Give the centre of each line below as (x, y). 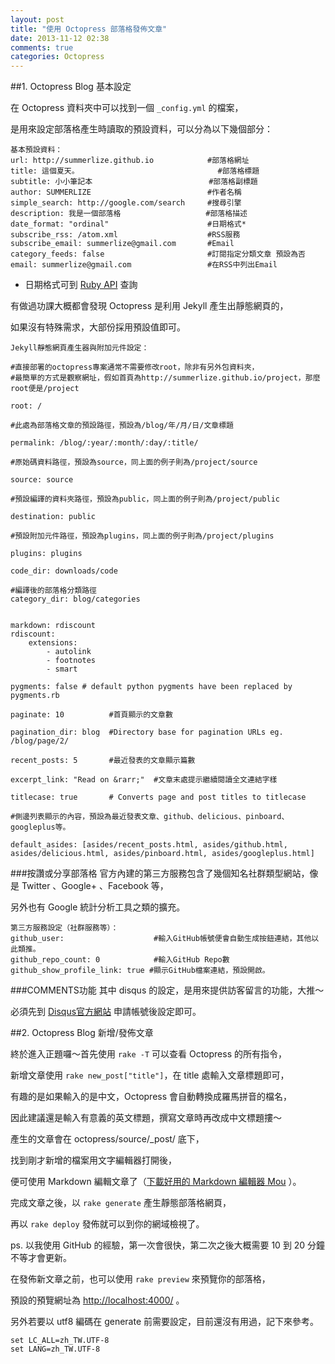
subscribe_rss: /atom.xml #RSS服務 (125, 235)
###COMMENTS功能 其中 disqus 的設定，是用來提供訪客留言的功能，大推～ (167, 990)
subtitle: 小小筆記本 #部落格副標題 (134, 182)
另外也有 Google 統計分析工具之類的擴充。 (98, 907)
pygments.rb (35, 696)
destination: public (53, 517)
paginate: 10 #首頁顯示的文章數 (91, 715)
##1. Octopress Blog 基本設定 (71, 87)
